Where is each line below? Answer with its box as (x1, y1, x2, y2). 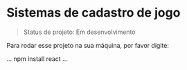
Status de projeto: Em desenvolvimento (23, 28, 136, 36)
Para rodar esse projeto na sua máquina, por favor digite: (6, 41, 169, 49)
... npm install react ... (6, 54, 69, 63)
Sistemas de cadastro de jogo (6, 5, 181, 21)
